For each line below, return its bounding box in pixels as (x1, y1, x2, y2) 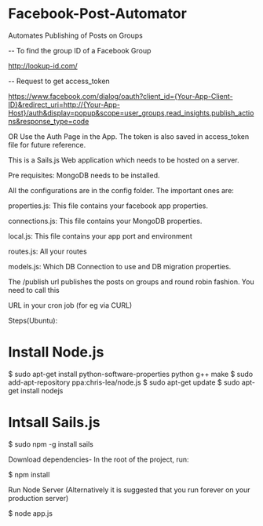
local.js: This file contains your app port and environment (8, 231, 192, 240)
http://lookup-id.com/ (8, 60, 78, 71)
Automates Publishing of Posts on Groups (8, 31, 143, 40)
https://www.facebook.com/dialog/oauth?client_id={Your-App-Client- (8, 91, 233, 100)
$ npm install (8, 469, 50, 479)
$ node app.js (8, 508, 53, 518)
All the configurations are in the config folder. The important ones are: (8, 185, 234, 195)
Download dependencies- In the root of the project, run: (8, 455, 190, 464)
